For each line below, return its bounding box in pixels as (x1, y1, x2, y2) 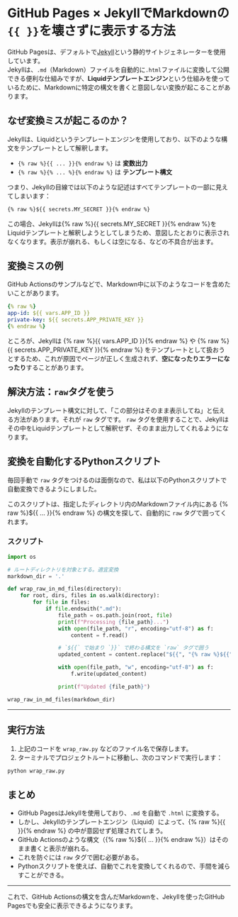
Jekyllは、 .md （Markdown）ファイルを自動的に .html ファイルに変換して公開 (7, 65, 230, 74)
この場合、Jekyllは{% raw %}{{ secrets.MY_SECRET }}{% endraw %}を (7, 219, 217, 228)
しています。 (7, 56, 45, 65)
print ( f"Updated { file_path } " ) (57, 683, 151, 690)
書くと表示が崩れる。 (30, 844, 93, 853)
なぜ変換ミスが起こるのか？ (7, 115, 129, 127)
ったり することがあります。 (7, 363, 88, 372)
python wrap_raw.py (7, 767, 65, 774)
